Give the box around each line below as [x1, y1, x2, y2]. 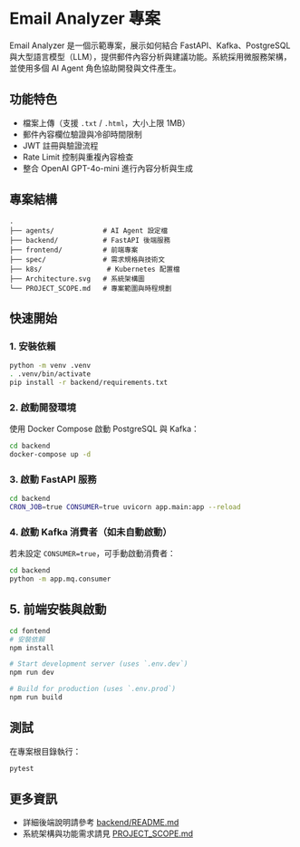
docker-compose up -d [9, 450, 92, 459]
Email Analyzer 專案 [9, 8, 161, 29]
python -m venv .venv [9, 361, 92, 371]
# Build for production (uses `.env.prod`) [9, 685, 177, 694]
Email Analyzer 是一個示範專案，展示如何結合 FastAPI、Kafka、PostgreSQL [9, 40, 291, 51]
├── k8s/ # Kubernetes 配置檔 [9, 265, 180, 274]
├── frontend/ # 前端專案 [9, 245, 139, 255]
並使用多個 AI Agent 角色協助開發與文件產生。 [9, 63, 181, 73]
